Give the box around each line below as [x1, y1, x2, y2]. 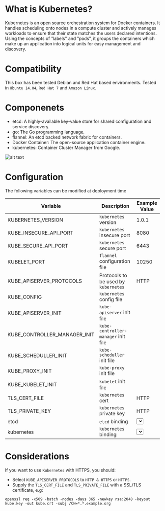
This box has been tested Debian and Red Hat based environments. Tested [5, 79, 157, 85]
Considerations [5, 450, 70, 462]
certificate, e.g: [12, 487, 43, 493]
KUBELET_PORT [7, 258, 45, 265]
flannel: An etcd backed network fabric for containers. [12, 134, 122, 140]
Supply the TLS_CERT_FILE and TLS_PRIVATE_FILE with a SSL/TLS [12, 482, 141, 488]
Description [101, 202, 130, 209]
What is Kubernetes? [5, 3, 93, 15]
